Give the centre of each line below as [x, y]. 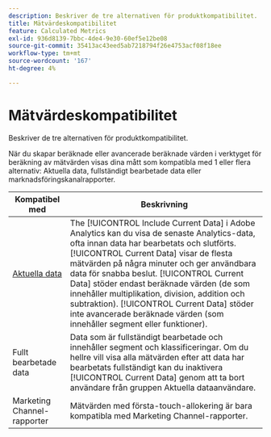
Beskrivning [164, 204]
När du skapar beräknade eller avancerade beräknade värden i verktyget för [135, 153]
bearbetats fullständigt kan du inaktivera [146, 367]
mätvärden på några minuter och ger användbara [163, 263]
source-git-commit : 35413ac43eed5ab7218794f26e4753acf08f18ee [115, 46]
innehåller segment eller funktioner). [139, 324]
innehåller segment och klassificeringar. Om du [159, 347]
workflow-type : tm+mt [45, 53]
